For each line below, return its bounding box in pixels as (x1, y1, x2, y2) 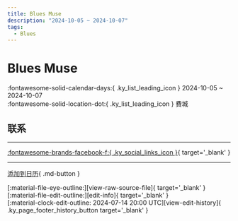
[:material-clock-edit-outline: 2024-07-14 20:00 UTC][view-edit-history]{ (7, 198, 222, 207)
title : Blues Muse (7, 10, 62, 18)
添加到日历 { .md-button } (7, 169, 80, 177)
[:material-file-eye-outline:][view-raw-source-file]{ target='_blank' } (7, 184, 206, 191)
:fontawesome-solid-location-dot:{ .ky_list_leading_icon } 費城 (7, 100, 188, 108)
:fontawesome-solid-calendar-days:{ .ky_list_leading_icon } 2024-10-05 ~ (7, 84, 223, 92)
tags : (7, 23, 23, 30)
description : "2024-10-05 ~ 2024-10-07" (7, 17, 129, 24)
